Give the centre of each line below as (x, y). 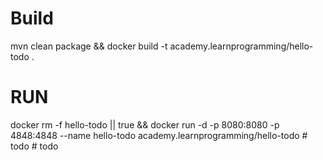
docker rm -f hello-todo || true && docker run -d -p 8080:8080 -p (145, 124)
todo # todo (34, 146)
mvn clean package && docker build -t (89, 46)
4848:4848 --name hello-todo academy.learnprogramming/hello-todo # (159, 135)
